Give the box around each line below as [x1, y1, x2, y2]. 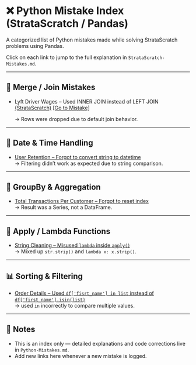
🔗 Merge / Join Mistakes [6, 82, 96, 92]
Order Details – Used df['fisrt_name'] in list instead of [14, 290, 155, 297]
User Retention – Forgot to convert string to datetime [14, 153, 141, 160]
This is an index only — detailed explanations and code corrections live [14, 340, 185, 347]
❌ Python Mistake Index [6, 4, 124, 18]
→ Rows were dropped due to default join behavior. [14, 115, 138, 122]
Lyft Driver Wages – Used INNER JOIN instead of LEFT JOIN [14, 98, 159, 105]
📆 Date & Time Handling [6, 138, 93, 148]
